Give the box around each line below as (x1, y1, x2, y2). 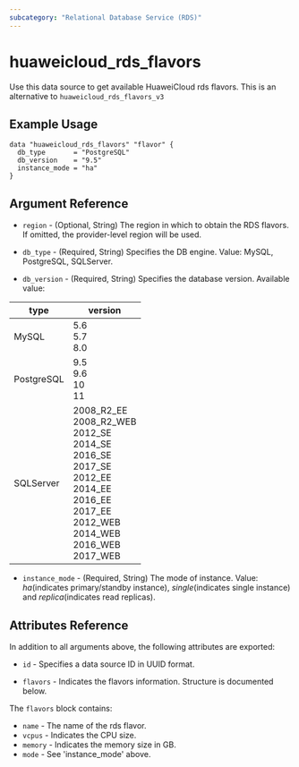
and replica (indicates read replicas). (21, 592, 156, 602)
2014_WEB (73, 527, 121, 540)
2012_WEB (73, 516, 121, 529)
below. (21, 686, 47, 696)
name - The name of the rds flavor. (21, 720, 147, 730)
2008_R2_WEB (73, 415, 137, 428)
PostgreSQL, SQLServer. (21, 256, 114, 267)
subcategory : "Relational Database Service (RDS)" (9, 13, 202, 22)
